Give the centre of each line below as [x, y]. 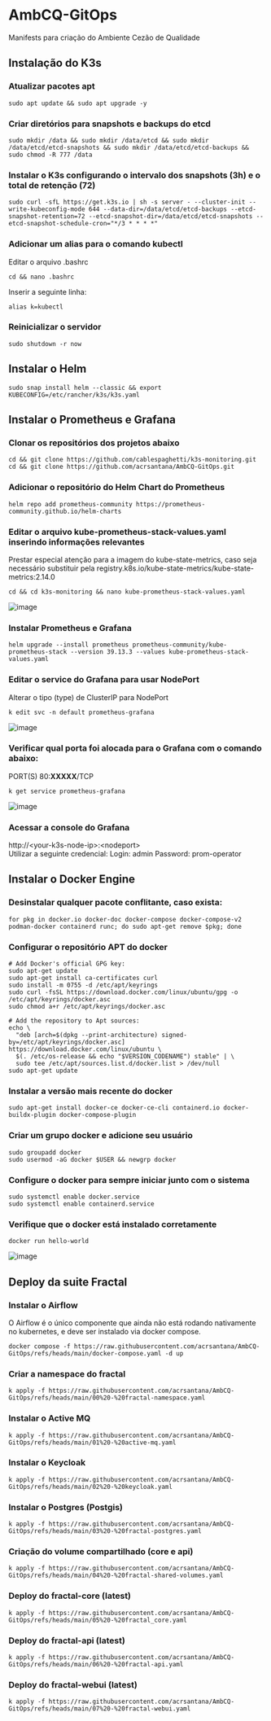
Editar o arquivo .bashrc [48, 261]
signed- [174, 1036]
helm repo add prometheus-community [70, 504]
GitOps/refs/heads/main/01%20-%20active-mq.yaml [92, 1443]
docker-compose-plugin [98, 1115]
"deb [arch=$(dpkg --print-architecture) [87, 1036]
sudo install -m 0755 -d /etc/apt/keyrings [83, 985]
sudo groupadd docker [45, 1152]
